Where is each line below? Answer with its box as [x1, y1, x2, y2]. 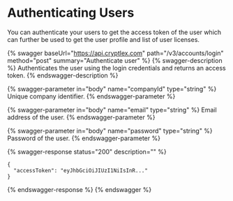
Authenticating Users [7, 5, 135, 21]
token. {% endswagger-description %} [7, 71, 119, 80]
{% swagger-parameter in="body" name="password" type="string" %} [7, 126, 213, 135]
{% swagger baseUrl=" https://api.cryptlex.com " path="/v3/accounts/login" [7, 49, 225, 57]
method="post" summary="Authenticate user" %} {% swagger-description [7, 56, 223, 64]
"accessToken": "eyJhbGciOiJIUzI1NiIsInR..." [13, 167, 149, 174]
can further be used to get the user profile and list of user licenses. [7, 35, 200, 43]
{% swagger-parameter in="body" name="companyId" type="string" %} [7, 84, 217, 93]
